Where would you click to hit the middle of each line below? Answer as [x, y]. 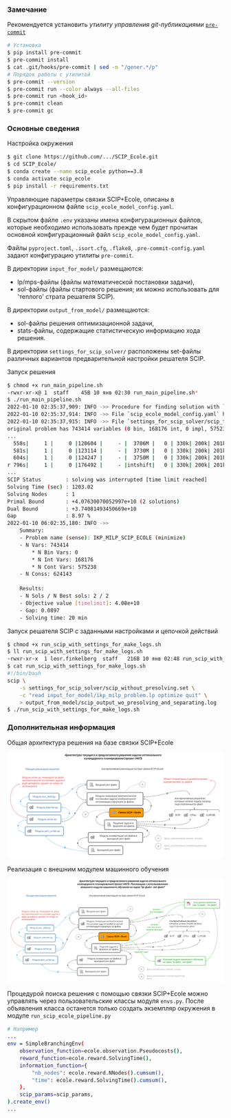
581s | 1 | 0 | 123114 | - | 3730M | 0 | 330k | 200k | [112, 451]
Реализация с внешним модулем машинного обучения [88, 869]
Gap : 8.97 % [49, 516]
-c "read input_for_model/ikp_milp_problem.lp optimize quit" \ [113, 695]
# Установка [24, 45]
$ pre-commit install [38, 60]
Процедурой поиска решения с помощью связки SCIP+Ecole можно [108, 994]
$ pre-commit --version [41, 82]
